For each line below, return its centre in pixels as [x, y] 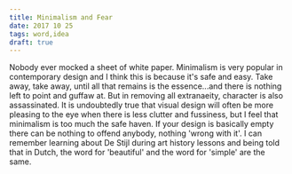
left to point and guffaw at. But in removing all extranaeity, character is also [146, 96]
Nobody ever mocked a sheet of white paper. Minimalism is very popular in [146, 67]
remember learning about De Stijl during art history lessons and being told [145, 143]
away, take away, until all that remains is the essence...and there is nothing [146, 86]
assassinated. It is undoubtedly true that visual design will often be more [141, 105]
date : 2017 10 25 [41, 26]
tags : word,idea [39, 34]
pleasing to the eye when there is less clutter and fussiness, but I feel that [144, 115]
